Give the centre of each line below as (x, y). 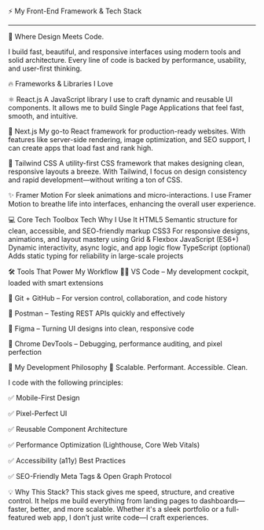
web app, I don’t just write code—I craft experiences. (123, 517)
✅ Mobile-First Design (44, 398)
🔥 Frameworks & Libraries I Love (61, 84)
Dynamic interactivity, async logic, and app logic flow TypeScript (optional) (130, 247)
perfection (25, 352)
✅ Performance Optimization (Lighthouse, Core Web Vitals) (104, 445)
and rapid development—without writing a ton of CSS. (95, 180)
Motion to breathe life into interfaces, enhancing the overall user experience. (132, 204)
